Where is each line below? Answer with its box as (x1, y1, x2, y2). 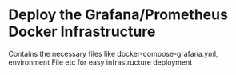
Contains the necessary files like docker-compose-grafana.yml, (8, 49, 218, 58)
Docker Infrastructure (8, 22, 156, 41)
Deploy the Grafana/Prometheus (8, 6, 228, 24)
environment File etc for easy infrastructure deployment (8, 57, 193, 67)
